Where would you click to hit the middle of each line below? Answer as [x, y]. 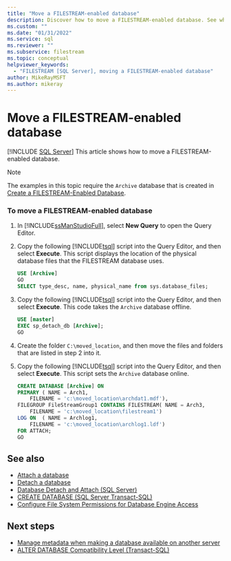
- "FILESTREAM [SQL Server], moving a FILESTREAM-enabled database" [113, 71]
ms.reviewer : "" [30, 45]
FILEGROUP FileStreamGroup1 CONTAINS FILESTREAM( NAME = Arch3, [111, 405]
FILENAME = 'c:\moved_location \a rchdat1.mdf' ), [99, 399]
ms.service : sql [30, 39]
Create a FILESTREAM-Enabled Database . [67, 193]
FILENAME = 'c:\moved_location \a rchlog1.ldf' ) [98, 424]
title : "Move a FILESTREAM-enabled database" [73, 13]
